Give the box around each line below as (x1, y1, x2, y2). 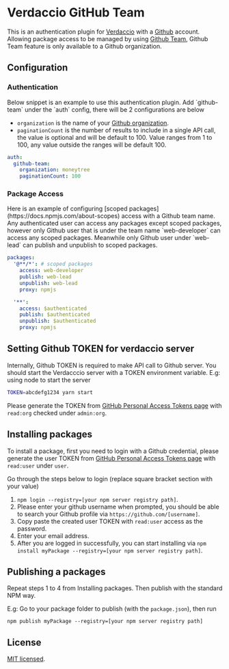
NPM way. (7, 592, 36, 600)
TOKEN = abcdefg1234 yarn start (7, 389, 94, 396)
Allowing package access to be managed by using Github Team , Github (7, 34, 208, 42)
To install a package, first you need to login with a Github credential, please (7, 447, 219, 455)
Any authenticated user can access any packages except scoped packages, (7, 219, 222, 228)
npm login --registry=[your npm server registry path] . (16, 495, 179, 503)
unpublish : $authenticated (19, 317, 96, 325)
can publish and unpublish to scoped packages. (23, 241, 158, 250)
